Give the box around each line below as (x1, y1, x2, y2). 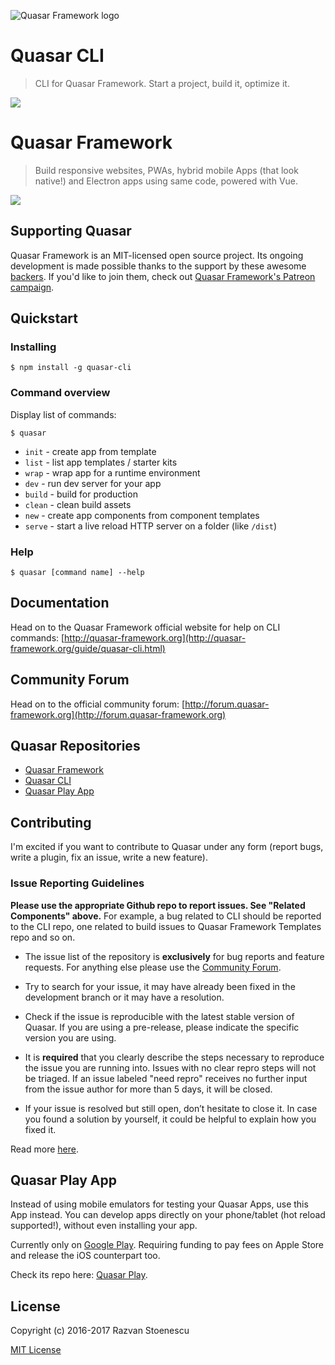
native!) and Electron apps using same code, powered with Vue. (34, 175, 299, 187)
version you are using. (24, 1031, 117, 1044)
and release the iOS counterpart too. (10, 1250, 161, 1262)
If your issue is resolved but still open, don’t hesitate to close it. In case (24, 1102, 318, 1114)
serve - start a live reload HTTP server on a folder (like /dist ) (24, 520, 278, 532)
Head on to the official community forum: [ (10, 698, 186, 710)
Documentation (10, 595, 110, 612)
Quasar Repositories (10, 737, 141, 754)
